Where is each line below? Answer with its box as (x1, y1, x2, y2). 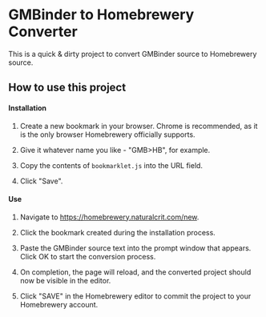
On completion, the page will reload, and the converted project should (19, 267, 252, 277)
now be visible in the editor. (19, 275, 111, 285)
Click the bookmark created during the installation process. (19, 227, 216, 237)
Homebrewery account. (19, 299, 99, 309)
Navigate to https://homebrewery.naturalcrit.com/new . (19, 212, 199, 222)
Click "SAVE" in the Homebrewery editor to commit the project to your (19, 291, 252, 301)
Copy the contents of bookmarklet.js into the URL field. (19, 160, 203, 170)
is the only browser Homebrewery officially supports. (19, 130, 195, 139)
